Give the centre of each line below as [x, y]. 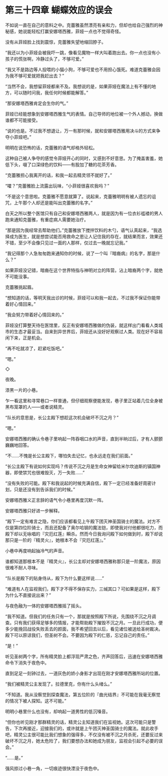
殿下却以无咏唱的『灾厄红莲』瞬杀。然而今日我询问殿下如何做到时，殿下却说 [84, 534]
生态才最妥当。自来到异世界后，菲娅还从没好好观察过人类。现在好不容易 [88, 331]
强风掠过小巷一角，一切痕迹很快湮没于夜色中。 [53, 768]
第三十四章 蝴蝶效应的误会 [59, 10]
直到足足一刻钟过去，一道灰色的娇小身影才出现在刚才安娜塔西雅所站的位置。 [84, 673]
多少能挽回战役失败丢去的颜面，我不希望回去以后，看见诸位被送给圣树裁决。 [84, 629]
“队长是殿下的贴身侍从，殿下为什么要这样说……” [54, 578]
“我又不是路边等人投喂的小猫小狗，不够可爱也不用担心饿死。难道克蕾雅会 [81, 69]
